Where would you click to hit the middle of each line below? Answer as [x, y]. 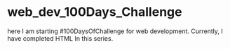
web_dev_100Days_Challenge [95, 12]
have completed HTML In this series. [60, 38]
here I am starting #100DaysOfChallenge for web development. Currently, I [115, 31]
